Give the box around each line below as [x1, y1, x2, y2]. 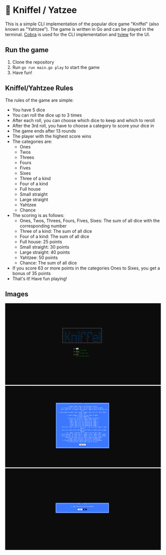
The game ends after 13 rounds [12, 128, 76, 134]
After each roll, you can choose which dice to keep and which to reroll [12, 117, 155, 123]
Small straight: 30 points [19, 244, 70, 250]
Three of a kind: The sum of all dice [19, 228, 92, 234]
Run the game [5, 46, 49, 54]
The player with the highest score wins [12, 133, 91, 139]
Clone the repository [12, 59, 54, 65]
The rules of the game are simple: [5, 97, 74, 103]
